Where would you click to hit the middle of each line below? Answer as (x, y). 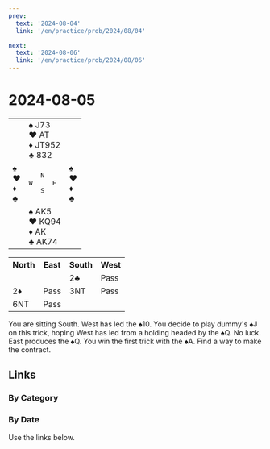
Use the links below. (42, 437)
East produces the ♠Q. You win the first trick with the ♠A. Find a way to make (135, 341)
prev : (17, 16)
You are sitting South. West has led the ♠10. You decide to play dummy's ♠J (133, 324)
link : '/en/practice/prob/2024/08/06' (81, 60)
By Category (33, 398)
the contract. (29, 349)
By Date (24, 420)
